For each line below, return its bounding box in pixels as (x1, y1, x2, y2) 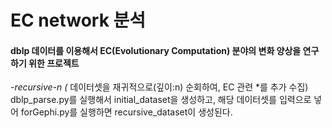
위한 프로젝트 (28, 57, 80, 69)
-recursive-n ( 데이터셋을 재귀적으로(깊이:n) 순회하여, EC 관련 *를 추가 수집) (10, 81, 309, 93)
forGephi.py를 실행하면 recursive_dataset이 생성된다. (20, 106, 233, 118)
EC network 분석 (10, 9, 147, 32)
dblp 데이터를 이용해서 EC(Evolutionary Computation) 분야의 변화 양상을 (10, 44, 302, 56)
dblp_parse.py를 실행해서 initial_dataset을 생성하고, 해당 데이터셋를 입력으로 (10, 94, 312, 106)
